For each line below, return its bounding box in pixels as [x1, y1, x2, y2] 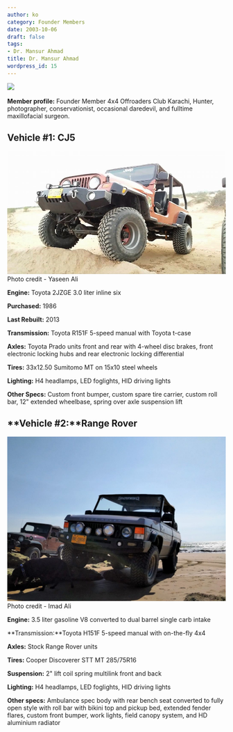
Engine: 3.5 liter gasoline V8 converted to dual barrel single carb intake [7, 615, 212, 623]
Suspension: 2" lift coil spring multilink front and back [7, 669, 162, 678]
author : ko [7, 11, 39, 18]
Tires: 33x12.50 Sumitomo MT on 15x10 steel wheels [7, 363, 158, 372]
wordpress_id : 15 [7, 63, 58, 70]
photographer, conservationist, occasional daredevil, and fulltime [7, 104, 193, 113]
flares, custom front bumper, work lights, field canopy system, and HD [7, 710, 208, 719]
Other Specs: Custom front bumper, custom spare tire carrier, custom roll [7, 390, 218, 399]
